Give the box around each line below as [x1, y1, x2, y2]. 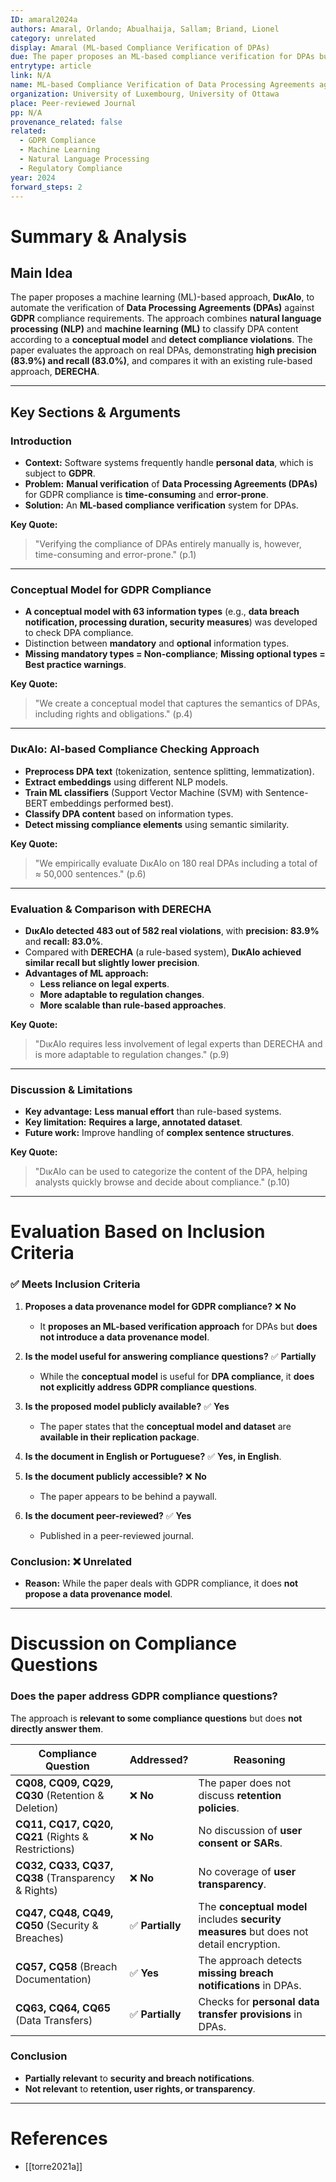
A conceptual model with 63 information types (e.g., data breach [24, 606, 300, 618]
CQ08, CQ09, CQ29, [15, 1776, 114, 1790]
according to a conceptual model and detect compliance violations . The [10, 334, 313, 346]
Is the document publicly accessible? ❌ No [24, 1470, 207, 1482]
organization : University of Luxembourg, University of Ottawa [10, 89, 280, 99]
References [10, 2127, 108, 2150]
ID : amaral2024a [10, 14, 78, 25]
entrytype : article [10, 61, 92, 71]
